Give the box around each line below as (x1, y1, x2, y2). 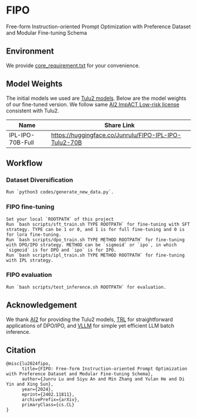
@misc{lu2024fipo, (6, 361, 51, 367)
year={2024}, (21, 386, 54, 393)
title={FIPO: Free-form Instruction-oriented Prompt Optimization (21, 366, 188, 372)
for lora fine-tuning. (6, 232, 62, 238)
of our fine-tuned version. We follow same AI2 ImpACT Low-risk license (6, 101, 180, 108)
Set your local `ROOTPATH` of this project (6, 216, 114, 222)
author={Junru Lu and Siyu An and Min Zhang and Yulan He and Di (21, 376, 185, 382)
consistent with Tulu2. (6, 107, 60, 114)
